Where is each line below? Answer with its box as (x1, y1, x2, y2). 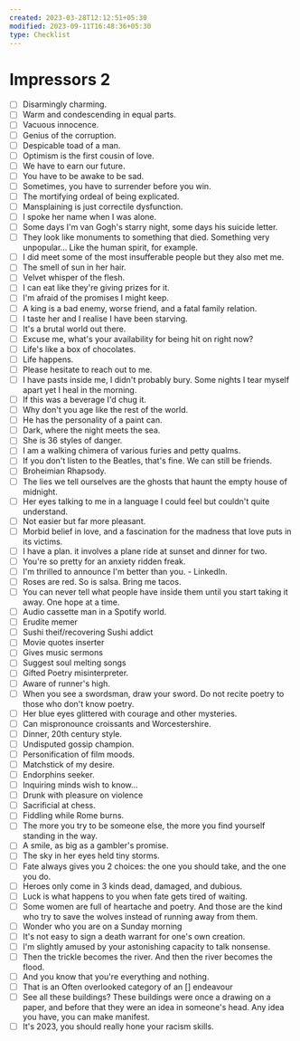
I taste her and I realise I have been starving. (22, 313, 188, 324)
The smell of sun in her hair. (22, 262, 127, 272)
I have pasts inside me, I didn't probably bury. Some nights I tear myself (22, 374, 290, 385)
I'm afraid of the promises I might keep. (22, 292, 170, 303)
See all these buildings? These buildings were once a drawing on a (22, 992, 271, 1003)
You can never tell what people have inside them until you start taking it (22, 587, 289, 597)
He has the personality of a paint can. (22, 415, 163, 425)
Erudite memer (22, 616, 79, 627)
